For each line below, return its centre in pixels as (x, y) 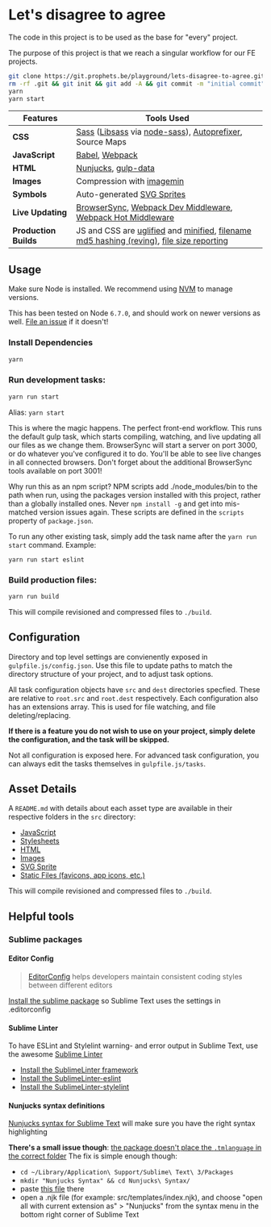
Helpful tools (41, 916)
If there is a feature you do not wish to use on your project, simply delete (132, 731)
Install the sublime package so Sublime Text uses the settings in (115, 1000)
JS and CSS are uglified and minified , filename (164, 231)
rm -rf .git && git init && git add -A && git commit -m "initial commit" (137, 83)
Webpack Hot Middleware (125, 218)
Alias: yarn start (37, 412)
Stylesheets (40, 841)
